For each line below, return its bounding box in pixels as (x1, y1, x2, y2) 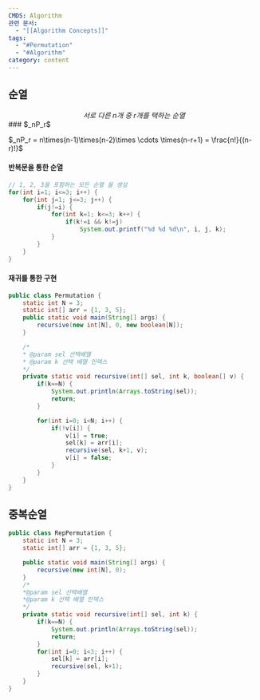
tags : (8, 34, 26, 42)
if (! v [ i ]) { (50, 424, 91, 432)
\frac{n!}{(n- (211, 135, 253, 144)
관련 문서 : (8, 19, 38, 27)
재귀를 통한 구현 (8, 273, 57, 283)
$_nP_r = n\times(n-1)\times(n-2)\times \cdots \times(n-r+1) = (8, 135, 210, 144)
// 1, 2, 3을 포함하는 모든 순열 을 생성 (8, 180, 128, 188)
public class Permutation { (8, 291, 102, 299)
